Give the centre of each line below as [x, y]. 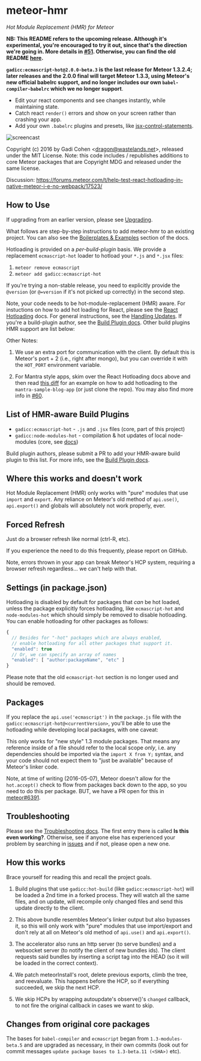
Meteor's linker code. [32, 767]
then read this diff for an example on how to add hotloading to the [96, 382]
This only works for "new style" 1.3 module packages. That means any [93, 741]
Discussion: [21, 180]
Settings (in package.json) [57, 588]
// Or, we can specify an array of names [64, 654]
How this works [36, 863]
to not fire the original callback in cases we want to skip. [84, 1005]
